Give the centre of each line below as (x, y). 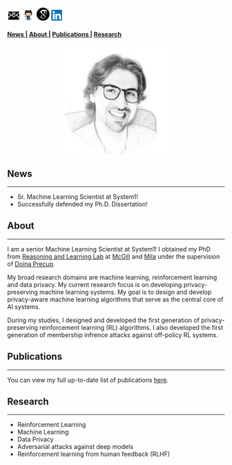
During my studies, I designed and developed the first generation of (104, 320)
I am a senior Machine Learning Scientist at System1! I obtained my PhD (109, 249)
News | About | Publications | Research (65, 34)
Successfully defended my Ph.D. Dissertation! (82, 204)
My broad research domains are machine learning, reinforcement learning (112, 277)
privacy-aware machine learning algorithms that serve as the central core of (115, 299)
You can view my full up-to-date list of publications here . (88, 380)
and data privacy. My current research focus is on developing (95, 284)
